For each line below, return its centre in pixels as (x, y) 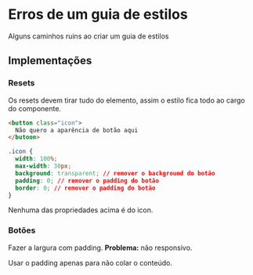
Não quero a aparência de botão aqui (77, 130)
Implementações (50, 61)
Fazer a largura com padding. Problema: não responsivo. (100, 248)
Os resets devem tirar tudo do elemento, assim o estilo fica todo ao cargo (127, 100)
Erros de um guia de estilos (98, 14)
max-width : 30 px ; (43, 166)
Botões (22, 230)
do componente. (34, 108)
